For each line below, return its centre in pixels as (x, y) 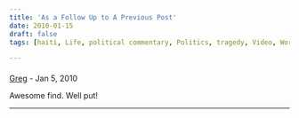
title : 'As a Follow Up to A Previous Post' (93, 17)
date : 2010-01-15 (41, 26)
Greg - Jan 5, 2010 (44, 78)
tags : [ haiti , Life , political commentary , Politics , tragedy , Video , (143, 42)
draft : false (33, 34)
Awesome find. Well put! (54, 95)
